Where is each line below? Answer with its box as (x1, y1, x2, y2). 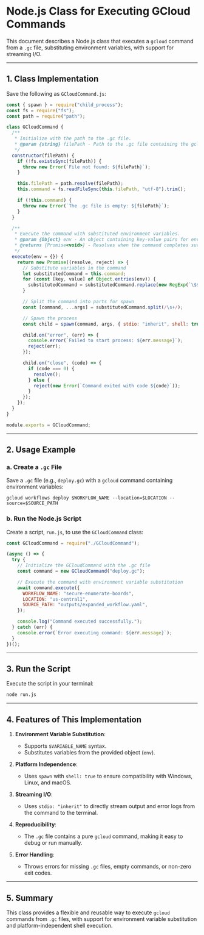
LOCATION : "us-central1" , (22, 596, 88, 602)
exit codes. (24, 869, 52, 876)
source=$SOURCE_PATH (6, 500, 59, 507)
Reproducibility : (15, 821, 56, 828)
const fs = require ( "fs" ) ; (6, 107, 75, 113)
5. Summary (6, 892, 53, 903)
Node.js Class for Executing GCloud (6, 4, 191, 18)
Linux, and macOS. (24, 779, 72, 786)
